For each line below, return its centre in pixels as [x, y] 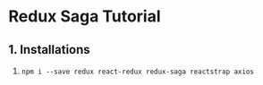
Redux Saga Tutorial [85, 17]
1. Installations [49, 50]
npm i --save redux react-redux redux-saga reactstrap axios [138, 72]
